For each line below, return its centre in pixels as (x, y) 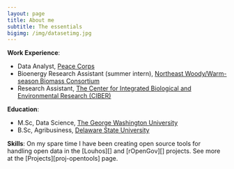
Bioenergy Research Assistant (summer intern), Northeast (100, 74)
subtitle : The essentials (45, 26)
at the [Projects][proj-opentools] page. (63, 159)
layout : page (26, 14)
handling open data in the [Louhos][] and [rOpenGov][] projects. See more (114, 151)
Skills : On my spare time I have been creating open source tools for (104, 144)
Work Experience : (34, 53)
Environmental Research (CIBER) (64, 96)
